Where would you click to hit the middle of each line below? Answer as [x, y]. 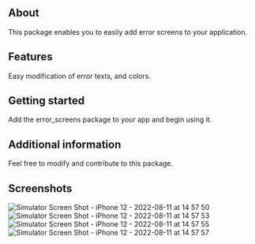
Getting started [47, 101]
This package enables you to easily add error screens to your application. [128, 32]
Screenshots [40, 188]
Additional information [65, 144]
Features [30, 57]
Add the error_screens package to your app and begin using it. [110, 120]
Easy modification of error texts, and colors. [80, 76]
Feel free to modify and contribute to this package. [91, 163]
